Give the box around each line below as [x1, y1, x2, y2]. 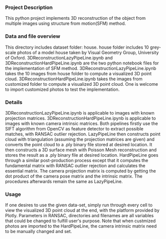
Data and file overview [5, 33, 60, 40]
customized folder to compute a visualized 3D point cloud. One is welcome [5, 81, 159, 87]
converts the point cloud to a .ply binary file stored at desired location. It [5, 141, 153, 147]
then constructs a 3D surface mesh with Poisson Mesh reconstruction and [5, 147, 157, 153]
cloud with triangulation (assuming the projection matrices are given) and [5, 136, 155, 142]
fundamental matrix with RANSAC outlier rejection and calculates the [5, 163, 146, 169]
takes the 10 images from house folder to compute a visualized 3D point [5, 70, 152, 76]
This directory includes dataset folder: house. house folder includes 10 [5, 44, 149, 50]
